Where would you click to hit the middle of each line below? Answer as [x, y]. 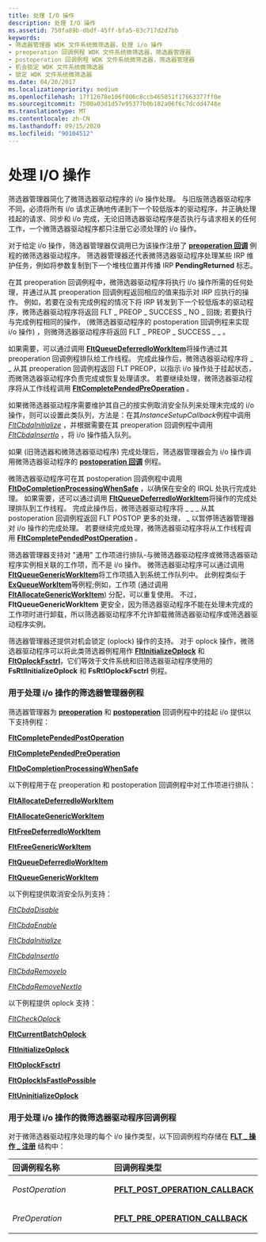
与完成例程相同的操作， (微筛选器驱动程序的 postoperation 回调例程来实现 [129, 321]
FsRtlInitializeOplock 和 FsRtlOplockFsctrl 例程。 [90, 670]
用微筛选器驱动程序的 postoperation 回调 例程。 [87, 462]
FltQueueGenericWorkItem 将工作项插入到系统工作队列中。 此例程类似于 [127, 574]
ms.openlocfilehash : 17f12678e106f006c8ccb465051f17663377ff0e [115, 97]
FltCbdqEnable [32, 925]
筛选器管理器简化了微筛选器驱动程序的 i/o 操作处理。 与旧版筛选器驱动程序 [130, 198]
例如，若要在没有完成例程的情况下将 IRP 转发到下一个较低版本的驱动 [135, 301]
